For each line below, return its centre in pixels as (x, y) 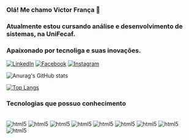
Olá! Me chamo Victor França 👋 (53, 10)
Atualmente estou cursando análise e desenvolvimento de (94, 26)
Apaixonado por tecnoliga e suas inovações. (74, 50)
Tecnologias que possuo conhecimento (66, 104)
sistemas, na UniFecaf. (41, 34)
